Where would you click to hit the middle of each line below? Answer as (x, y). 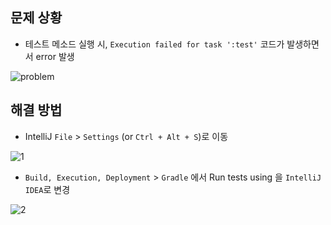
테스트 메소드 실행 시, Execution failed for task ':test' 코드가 (154, 44)
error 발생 (55, 56)
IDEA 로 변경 (47, 189)
